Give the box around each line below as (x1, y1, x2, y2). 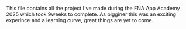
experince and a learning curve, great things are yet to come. (6, 17, 154, 23)
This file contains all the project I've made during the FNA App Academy (6, 5, 180, 11)
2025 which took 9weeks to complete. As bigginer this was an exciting (6, 11, 177, 18)
